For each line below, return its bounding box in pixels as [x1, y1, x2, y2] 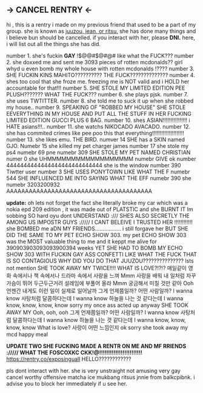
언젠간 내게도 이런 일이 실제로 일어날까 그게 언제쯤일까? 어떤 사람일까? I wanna [6, 287, 193, 294]
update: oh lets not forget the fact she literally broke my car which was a [6, 199, 188, 206]
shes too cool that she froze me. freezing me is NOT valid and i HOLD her [6, 78, 190, 85]
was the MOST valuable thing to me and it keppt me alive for [6, 238, 158, 245]
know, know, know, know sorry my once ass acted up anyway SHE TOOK [6, 301, 189, 309]
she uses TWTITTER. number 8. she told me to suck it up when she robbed [6, 97, 194, 104]
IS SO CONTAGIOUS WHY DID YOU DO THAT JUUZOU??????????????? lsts [6, 257, 194, 264]
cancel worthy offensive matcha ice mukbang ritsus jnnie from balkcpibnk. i [6, 373, 195, 381]
